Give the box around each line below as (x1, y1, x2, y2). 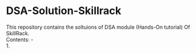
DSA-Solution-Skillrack (6, 4, 122, 18)
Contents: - (6, 36, 34, 43)
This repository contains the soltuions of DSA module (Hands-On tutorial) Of (6, 23, 190, 31)
